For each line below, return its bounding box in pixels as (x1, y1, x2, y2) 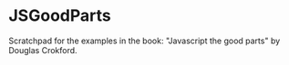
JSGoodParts (8, 5, 111, 26)
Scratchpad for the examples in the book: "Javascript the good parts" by (8, 35, 281, 46)
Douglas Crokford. (8, 44, 78, 55)
